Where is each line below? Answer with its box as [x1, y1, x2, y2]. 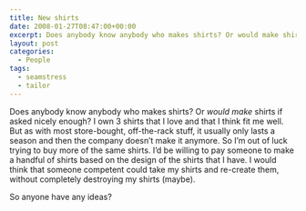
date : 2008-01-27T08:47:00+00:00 [9, 22, 137, 31]
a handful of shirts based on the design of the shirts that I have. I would [9, 154, 277, 165]
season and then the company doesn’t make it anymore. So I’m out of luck [9, 135, 289, 146]
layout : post [9, 38, 59, 48]
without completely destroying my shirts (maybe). [9, 174, 196, 185]
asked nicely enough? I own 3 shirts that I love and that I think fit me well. [9, 116, 284, 126]
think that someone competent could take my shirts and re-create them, [9, 164, 280, 175]
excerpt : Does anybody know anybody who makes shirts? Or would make [9, 30, 280, 39]
